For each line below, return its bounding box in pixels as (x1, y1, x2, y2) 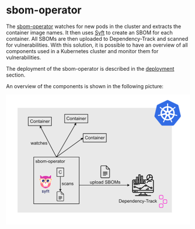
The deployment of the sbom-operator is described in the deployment (6, 65, 175, 72)
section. (6, 71, 26, 78)
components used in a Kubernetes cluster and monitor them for (6, 47, 159, 54)
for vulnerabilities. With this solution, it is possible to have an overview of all (6, 41, 188, 48)
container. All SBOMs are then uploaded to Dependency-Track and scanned (6, 35, 189, 42)
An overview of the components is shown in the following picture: (6, 82, 163, 89)
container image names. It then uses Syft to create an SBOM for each (6, 29, 173, 36)
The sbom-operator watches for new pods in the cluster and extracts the (6, 23, 182, 30)
